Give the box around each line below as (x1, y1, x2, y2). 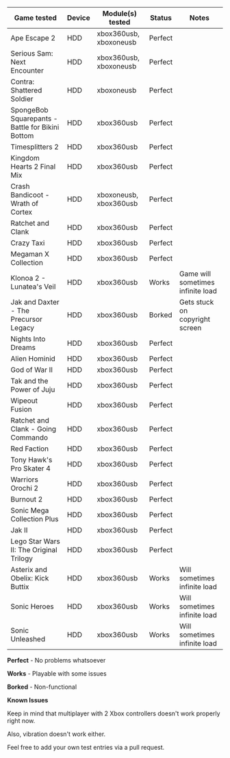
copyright (179, 315, 211, 324)
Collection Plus (10, 514, 59, 523)
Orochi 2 (10, 484, 39, 493)
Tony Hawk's (10, 455, 53, 464)
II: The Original (10, 545, 57, 554)
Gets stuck (179, 298, 214, 307)
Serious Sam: (10, 49, 53, 58)
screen (179, 323, 202, 332)
